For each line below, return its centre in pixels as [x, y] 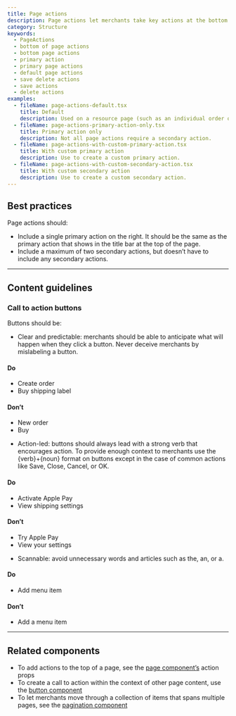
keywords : [22, 33]
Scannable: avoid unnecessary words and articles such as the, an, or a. [120, 558]
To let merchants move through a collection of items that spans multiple [121, 698]
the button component [50, 690]
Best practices [40, 206]
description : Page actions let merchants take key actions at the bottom [118, 20]
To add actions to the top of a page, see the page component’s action [118, 668]
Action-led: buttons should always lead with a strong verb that [107, 444]
